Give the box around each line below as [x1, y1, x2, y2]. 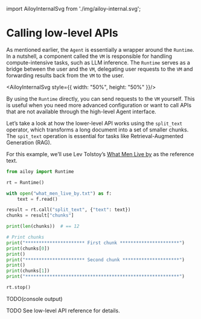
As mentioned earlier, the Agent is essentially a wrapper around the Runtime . [6, 46, 194, 53]
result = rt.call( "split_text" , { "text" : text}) [6, 207, 131, 213]
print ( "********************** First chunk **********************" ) [6, 239, 185, 246]
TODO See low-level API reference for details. [6, 307, 120, 314]
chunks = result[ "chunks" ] [6, 212, 74, 219]
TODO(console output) [6, 295, 63, 302]
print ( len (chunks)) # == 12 [6, 223, 80, 230]
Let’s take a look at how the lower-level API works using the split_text [6, 119, 183, 127]
